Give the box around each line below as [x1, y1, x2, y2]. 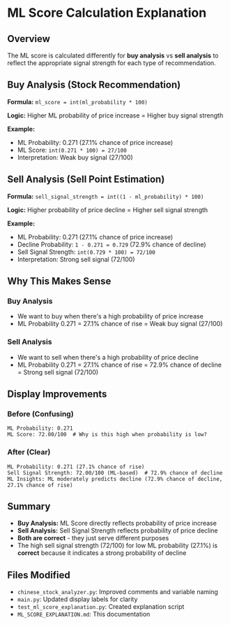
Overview [7, 33, 51, 45]
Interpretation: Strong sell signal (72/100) [17, 255, 135, 263]
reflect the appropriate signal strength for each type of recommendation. [7, 59, 216, 67]
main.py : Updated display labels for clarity [17, 595, 138, 603]
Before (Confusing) [7, 409, 75, 419]
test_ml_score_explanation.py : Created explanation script [17, 603, 185, 611]
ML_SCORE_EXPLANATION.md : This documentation [17, 610, 151, 619]
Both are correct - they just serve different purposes [17, 534, 169, 542]
